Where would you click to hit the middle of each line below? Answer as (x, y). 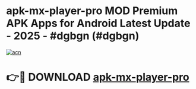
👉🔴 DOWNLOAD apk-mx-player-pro (98, 77)
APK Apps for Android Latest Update (98, 23)
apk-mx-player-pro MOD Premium (92, 11)
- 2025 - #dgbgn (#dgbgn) (73, 36)
